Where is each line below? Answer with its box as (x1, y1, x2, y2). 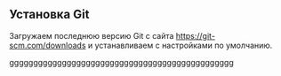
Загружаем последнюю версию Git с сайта (9, 30, 174, 41)
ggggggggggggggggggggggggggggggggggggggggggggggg (9, 57, 234, 67)
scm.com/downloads (9, 40, 86, 50)
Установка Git (9, 7, 90, 22)
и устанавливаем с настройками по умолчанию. (87, 40, 273, 50)
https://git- (175, 30, 216, 41)
